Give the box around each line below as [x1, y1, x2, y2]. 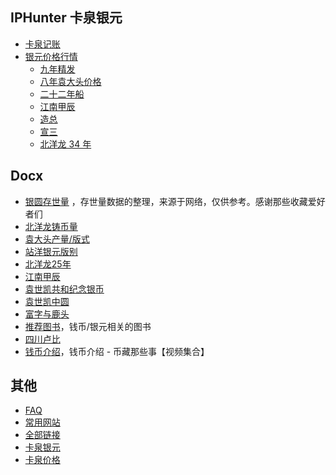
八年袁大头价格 [39, 75, 102, 87]
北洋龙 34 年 [39, 138, 92, 150]
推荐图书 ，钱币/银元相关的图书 [24, 320, 152, 332]
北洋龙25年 [24, 258, 72, 270]
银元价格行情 [24, 50, 78, 62]
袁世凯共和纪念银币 [24, 283, 105, 295]
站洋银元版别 [24, 245, 78, 257]
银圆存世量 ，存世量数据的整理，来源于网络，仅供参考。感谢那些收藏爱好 [24, 195, 326, 207]
